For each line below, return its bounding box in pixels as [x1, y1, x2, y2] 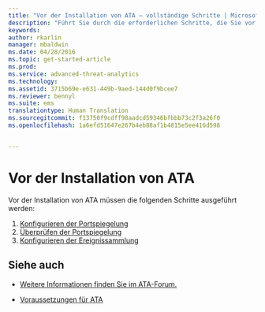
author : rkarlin [8, 33, 62, 42]
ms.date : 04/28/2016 [8, 48, 77, 56]
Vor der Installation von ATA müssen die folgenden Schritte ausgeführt [8, 195, 237, 205]
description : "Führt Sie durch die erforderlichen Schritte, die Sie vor [8, 19, 256, 27]
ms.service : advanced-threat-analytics [8, 70, 140, 78]
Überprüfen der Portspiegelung [19, 227, 122, 236]
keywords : [8, 26, 41, 34]
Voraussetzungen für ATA [19, 295, 103, 304]
